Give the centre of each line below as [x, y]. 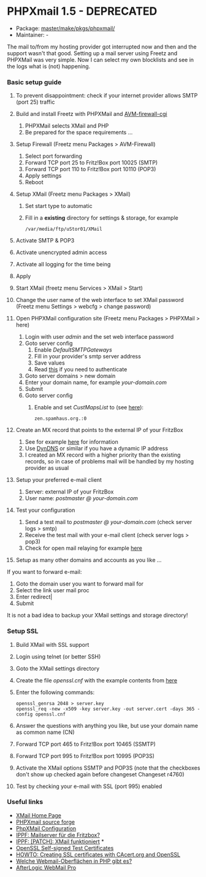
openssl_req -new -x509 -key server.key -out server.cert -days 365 [105, 709]
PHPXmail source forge [45, 822]
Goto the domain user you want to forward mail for [79, 584]
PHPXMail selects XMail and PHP [67, 126]
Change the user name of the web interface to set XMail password [100, 300]
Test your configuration [45, 510]
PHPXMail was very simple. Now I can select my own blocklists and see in [101, 60]
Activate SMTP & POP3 [45, 241]
